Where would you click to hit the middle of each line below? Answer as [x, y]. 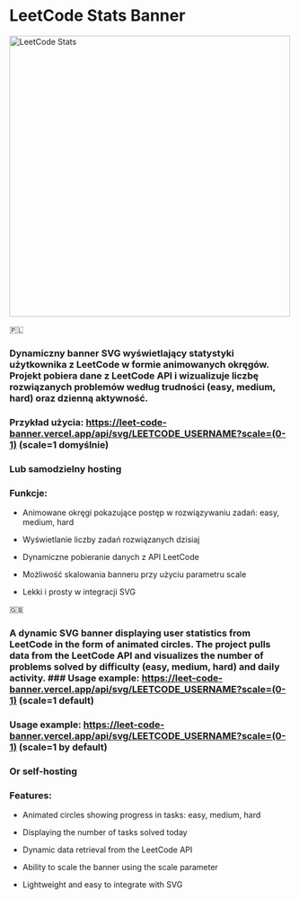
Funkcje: [28, 493]
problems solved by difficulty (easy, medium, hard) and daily [145, 666]
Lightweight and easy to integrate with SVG [102, 885]
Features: [31, 795]
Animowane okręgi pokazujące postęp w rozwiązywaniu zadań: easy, [151, 512]
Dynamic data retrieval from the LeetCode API [107, 850]
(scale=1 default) [57, 700]
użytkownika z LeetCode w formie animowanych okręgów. [139, 364]
